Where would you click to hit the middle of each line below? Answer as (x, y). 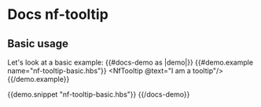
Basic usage (38, 44)
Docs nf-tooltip (58, 15)
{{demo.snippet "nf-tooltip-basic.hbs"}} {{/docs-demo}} (99, 94)
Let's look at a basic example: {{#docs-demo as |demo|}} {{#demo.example (130, 62)
